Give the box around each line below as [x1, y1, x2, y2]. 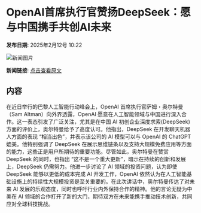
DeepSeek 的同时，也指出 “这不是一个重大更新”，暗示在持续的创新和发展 [6, 155, 187, 162]
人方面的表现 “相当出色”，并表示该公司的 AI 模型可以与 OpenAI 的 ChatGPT [6, 133, 191, 140]
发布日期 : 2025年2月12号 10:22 [6, 41, 83, 48]
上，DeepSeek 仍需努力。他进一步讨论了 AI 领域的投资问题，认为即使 [6, 163, 178, 170]
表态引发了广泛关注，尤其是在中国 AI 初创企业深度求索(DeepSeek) [26, 118, 190, 125]
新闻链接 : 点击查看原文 [6, 66, 62, 74]
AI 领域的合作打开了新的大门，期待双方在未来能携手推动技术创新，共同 [17, 193, 193, 200]
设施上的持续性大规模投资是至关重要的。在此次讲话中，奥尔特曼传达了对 [11, 178, 190, 185]
